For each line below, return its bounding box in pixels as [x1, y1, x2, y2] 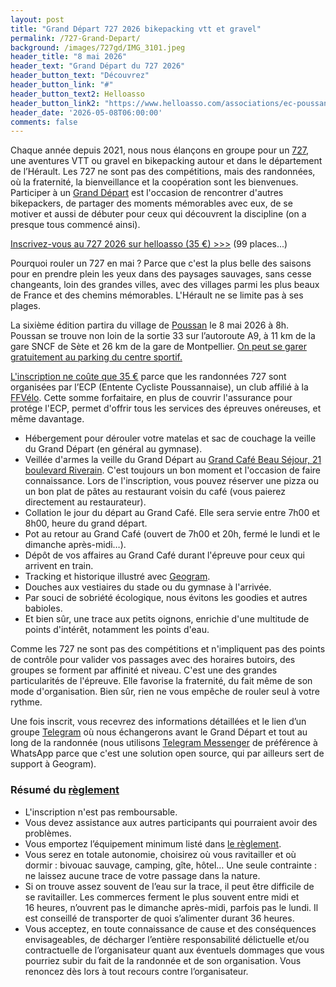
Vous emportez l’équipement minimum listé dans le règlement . [24, 837, 282, 850]
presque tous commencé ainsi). [10, 219, 141, 231]
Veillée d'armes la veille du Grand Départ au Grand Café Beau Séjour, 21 [24, 454, 322, 466]
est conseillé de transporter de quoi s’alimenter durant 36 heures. [24, 912, 295, 924]
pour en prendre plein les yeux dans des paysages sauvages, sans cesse [10, 268, 312, 280]
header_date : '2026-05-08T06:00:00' [10, 107, 163, 118]
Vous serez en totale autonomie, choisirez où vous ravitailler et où [24, 848, 297, 860]
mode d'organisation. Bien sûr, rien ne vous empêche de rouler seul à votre [10, 686, 320, 698]
